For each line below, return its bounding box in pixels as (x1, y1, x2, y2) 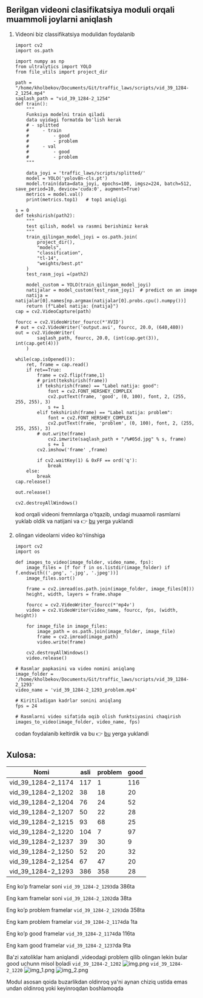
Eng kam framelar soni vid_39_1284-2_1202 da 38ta (6, 894, 132, 902)
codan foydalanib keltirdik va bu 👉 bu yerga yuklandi (15, 730, 149, 737)
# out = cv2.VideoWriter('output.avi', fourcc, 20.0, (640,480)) (15, 324, 184, 330)
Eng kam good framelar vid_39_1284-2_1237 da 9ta (6, 941, 131, 949)
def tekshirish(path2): (15, 212, 76, 218)
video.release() (26, 655, 67, 661)
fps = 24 (15, 702, 38, 709)
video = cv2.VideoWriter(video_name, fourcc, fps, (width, (26, 607, 179, 613)
